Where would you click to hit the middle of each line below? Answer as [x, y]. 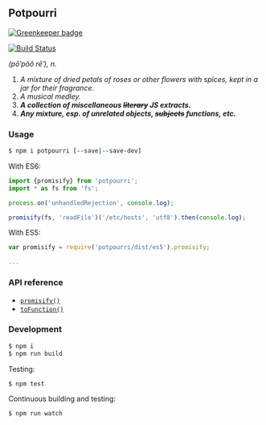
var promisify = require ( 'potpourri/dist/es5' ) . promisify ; [109, 247]
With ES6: [25, 166]
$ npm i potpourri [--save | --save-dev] [75, 151]
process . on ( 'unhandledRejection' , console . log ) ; [91, 203]
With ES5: [25, 233]
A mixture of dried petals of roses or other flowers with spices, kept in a [139, 79]
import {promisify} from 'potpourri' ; [73, 181]
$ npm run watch [35, 414]
